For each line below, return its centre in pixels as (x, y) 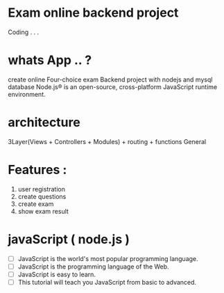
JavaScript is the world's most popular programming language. (108, 258)
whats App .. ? (50, 60)
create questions (42, 196)
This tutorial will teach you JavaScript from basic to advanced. (107, 282)
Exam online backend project (93, 13)
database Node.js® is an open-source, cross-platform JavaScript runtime (113, 87)
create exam (36, 204)
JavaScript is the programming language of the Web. (93, 267)
